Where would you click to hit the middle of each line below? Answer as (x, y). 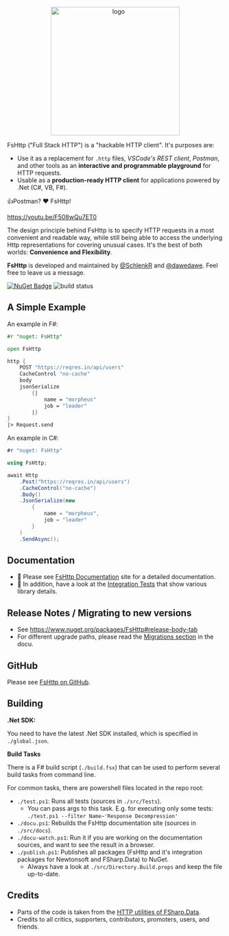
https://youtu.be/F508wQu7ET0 (52, 217)
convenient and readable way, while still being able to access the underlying (115, 237)
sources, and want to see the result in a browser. (86, 845)
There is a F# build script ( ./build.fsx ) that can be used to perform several (114, 767)
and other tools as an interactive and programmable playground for (114, 165)
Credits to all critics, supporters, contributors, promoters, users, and (113, 919)
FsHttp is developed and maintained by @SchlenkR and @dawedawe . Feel (112, 265)
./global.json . (28, 741)
